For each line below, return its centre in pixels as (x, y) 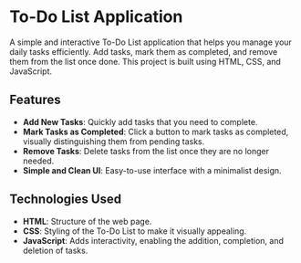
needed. (38, 161)
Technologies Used (65, 200)
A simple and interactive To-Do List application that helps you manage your (150, 42)
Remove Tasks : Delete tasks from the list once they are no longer (146, 151)
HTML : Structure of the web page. (87, 221)
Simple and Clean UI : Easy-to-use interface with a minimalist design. (152, 170)
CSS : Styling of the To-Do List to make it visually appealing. (135, 231)
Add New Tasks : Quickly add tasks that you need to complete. (140, 121)
